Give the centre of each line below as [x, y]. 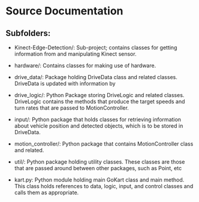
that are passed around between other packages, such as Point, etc [98, 168]
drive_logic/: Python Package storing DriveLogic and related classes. [99, 95]
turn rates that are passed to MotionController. [72, 108]
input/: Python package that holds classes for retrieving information [97, 119]
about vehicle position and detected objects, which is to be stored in [99, 126]
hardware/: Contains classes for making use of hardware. [85, 65]
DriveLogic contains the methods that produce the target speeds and [99, 101]
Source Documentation [64, 11]
